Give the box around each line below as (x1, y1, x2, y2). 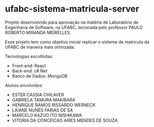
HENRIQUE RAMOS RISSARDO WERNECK (12, 102, 96, 108)
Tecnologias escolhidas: (5, 53, 53, 59)
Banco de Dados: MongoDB (12, 73, 68, 79)
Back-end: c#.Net (12, 68, 47, 73)
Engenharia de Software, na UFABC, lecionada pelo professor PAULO (5, 24, 143, 30)
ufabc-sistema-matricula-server (5, 3, 139, 14)
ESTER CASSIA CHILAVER (12, 92, 64, 98)
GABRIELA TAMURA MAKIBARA (12, 97, 76, 102)
